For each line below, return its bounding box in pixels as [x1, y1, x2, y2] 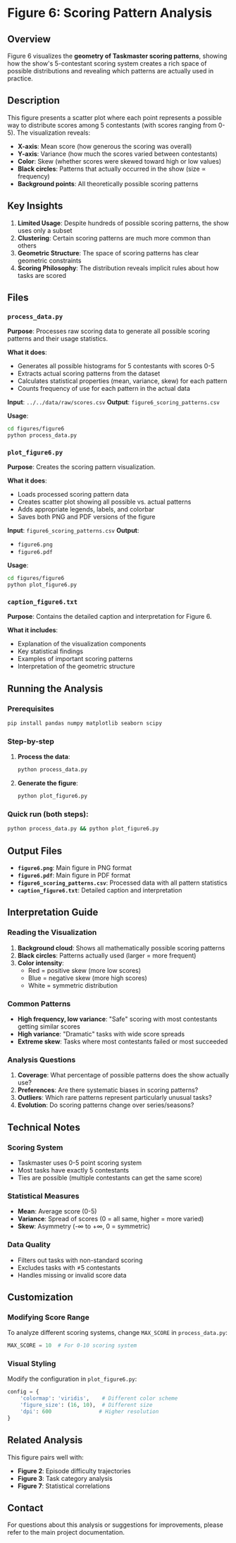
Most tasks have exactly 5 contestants [17, 1166, 129, 1174]
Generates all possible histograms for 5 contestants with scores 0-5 [17, 362, 215, 370]
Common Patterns [7, 998, 71, 1008]
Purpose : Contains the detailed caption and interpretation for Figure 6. [7, 612, 212, 621]
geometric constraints [17, 256, 82, 265]
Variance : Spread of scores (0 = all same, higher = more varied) [17, 1215, 204, 1223]
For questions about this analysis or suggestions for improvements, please [7, 1520, 223, 1529]
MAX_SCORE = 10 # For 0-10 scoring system [7, 1342, 137, 1349]
